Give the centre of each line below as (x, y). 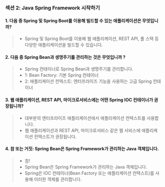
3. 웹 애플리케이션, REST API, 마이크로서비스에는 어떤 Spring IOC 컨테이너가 (79, 99)
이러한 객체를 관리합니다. (58, 179)
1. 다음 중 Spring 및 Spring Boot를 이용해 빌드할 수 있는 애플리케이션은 (73, 20)
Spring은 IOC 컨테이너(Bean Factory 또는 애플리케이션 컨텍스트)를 (89, 173)
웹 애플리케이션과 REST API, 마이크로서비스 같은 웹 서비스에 (82, 130)
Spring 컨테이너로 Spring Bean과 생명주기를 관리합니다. (79, 69)
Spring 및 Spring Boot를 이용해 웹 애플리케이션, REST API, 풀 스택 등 (92, 39)
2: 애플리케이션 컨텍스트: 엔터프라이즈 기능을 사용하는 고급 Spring (88, 81)
